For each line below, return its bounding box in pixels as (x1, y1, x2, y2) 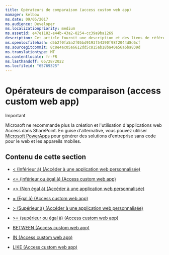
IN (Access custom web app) (12, 234, 73, 240)
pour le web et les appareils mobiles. (5, 138, 81, 144)
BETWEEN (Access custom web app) (12, 224, 90, 230)
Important (5, 113, 26, 119)
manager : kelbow (5, 12, 39, 17)
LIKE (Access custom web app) (12, 244, 78, 250)
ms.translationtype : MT (5, 49, 55, 54)
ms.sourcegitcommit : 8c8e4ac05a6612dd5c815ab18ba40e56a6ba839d (5, 45, 141, 50)
